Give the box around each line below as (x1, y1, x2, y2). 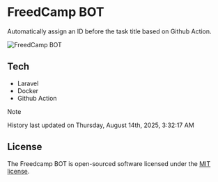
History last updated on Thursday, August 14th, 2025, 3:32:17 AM (7, 121, 195, 129)
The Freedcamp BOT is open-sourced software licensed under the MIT (7, 159, 211, 167)
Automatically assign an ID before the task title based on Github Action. (7, 27, 212, 35)
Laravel (17, 79, 39, 88)
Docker (17, 86, 39, 94)
